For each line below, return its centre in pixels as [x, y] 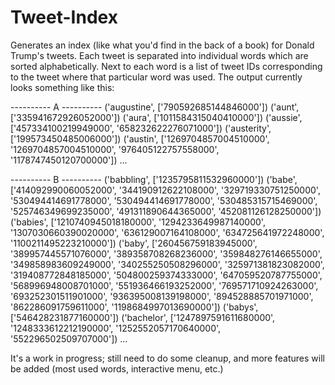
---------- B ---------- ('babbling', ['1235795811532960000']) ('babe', [154, 179]
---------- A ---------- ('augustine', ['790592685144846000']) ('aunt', [155, 107]
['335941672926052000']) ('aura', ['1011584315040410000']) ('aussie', [156, 117]
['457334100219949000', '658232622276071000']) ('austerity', [141, 128]
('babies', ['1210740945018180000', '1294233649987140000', [138, 222]
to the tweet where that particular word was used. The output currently [156, 77]
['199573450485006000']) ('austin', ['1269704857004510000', [140, 138]
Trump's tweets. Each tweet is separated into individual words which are [159, 55]
